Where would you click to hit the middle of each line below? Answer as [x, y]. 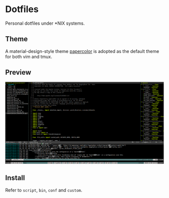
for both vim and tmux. [29, 56]
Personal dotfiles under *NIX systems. [45, 23]
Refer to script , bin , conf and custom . [44, 190]
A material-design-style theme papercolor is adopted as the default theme [82, 51]
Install [15, 178]
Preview [18, 72]
